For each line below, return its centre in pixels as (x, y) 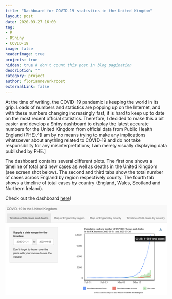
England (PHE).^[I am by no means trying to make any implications (75, 135)
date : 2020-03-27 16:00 (31, 22)
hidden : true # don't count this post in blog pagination (69, 65)
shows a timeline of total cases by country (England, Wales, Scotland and (83, 183)
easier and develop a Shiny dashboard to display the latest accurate (77, 124)
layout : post (19, 16)
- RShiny (15, 38)
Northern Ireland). (24, 188)
